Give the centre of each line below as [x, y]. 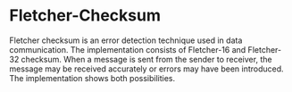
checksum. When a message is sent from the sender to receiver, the [146, 59]
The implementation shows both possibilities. [92, 78]
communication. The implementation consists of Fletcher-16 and [128, 49]
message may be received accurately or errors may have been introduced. [146, 69]
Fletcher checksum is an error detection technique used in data [126, 40]
